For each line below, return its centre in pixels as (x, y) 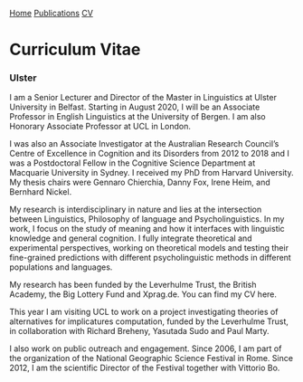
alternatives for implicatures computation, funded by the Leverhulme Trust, (149, 321)
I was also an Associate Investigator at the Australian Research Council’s (144, 144)
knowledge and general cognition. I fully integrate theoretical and (131, 238)
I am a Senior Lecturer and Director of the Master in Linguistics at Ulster (143, 98)
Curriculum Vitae (75, 50)
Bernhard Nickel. (41, 192)
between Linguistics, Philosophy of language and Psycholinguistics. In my (147, 219)
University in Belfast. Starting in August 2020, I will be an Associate (135, 107)
